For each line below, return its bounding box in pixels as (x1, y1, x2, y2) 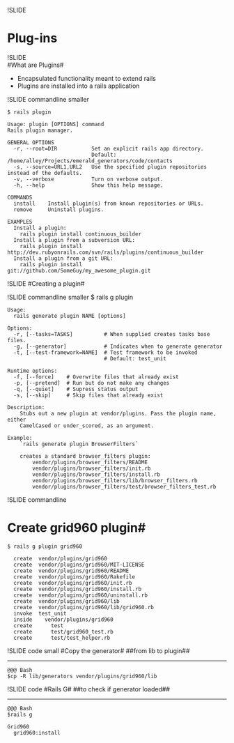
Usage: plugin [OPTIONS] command (7, 121, 104, 128)
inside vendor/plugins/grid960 (13, 616, 114, 623)
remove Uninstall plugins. (13, 206, 104, 213)
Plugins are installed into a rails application (17, 82, 140, 90)
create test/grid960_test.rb (13, 628, 114, 635)
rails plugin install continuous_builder (19, 230, 141, 238)
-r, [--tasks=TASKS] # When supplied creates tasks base (13, 330, 210, 337)
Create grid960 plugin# (7, 520, 146, 536)
